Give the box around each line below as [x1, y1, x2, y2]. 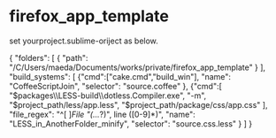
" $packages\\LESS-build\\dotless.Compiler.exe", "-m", [9, 90, 207, 101]
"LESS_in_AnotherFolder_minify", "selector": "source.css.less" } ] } [9, 118, 253, 129]
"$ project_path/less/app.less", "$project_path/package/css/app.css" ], [9, 99, 268, 110]
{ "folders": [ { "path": [9, 52, 88, 63]
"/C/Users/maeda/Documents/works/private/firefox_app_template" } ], [9, 62, 266, 73]
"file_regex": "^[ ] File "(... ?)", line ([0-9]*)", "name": [9, 109, 196, 119]
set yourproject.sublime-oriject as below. [9, 35, 159, 46]
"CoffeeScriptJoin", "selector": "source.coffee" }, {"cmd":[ [9, 80, 223, 91]
